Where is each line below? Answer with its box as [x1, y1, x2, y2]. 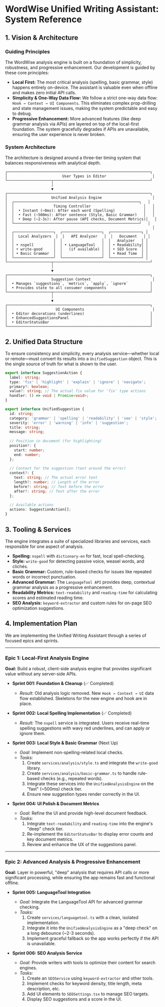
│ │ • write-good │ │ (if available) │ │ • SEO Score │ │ [5, 247, 148, 252]
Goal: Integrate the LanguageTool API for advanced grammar [19, 899, 143, 905]
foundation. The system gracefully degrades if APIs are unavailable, [12, 126, 150, 132]
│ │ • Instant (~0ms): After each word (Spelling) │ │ [5, 208, 155, 213]
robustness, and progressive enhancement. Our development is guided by [5, 64, 156, 70]
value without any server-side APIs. [5, 671, 77, 677]
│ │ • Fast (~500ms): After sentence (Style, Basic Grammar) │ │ [5, 213, 155, 218]
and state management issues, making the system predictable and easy [12, 105, 158, 111]
